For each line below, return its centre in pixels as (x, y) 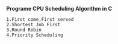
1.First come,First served (40, 20)
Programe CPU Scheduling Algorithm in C (59, 9)
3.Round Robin (24, 30)
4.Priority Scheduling (35, 35)
